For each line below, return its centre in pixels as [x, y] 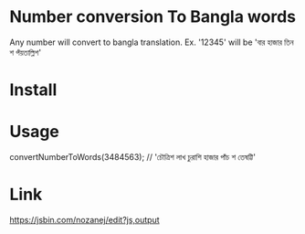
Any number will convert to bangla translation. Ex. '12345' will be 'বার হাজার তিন [152, 42]
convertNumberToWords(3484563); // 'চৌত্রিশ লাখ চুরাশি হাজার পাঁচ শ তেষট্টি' [132, 157]
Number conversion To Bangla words [153, 17]
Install [33, 90]
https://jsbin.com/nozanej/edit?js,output [84, 220]
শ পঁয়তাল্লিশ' [26, 52]
